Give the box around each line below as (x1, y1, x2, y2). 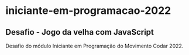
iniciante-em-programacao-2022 (5, 4, 171, 17)
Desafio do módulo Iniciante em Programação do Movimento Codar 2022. (5, 42, 184, 49)
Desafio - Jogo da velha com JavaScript (5, 27, 154, 37)
